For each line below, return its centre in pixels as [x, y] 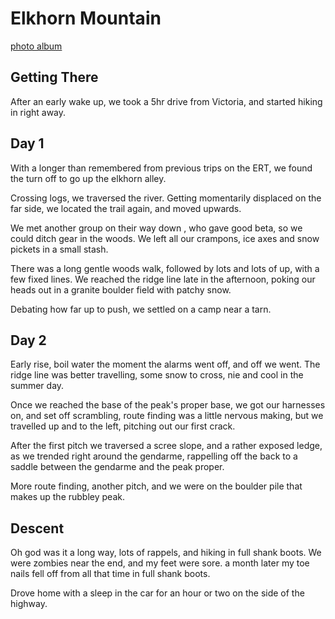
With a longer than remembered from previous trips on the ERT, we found [161, 168]
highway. [29, 604]
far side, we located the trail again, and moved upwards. [126, 208]
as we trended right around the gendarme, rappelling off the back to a [154, 456]
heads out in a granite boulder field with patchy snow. [121, 289]
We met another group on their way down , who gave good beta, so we [156, 228]
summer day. [37, 386]
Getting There [54, 77]
